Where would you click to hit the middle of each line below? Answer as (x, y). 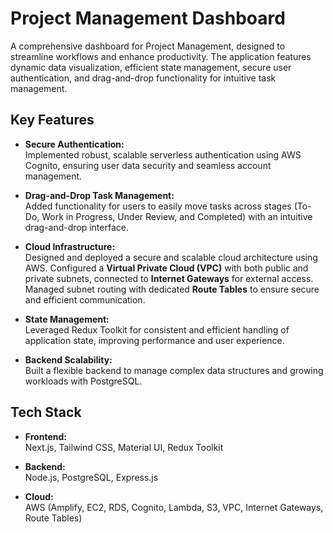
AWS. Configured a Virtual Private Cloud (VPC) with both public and (166, 268)
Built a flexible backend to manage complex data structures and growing (174, 370)
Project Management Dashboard (148, 18)
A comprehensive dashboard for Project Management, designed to (148, 46)
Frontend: (45, 436)
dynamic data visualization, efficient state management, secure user (151, 67)
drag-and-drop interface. (76, 227)
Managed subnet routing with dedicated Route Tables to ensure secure (172, 289)
